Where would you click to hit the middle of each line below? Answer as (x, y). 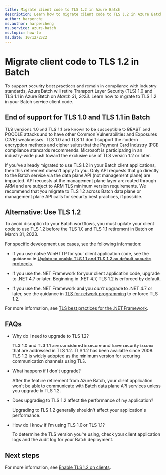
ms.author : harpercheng (30, 23)
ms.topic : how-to (23, 33)
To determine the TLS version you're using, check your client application (86, 434)
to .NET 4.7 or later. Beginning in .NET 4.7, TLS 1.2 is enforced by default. (86, 279)
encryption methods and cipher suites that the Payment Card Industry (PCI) (82, 145)
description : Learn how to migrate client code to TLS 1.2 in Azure (77, 14)
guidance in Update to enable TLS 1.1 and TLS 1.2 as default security (82, 259)
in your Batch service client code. (39, 101)
